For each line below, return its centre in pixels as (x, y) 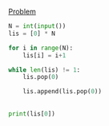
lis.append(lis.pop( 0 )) (63, 92)
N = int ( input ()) (37, 26)
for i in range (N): (41, 48)
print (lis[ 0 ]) (32, 114)
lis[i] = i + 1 (44, 55)
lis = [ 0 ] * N (32, 33)
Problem (22, 12)
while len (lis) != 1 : (44, 70)
